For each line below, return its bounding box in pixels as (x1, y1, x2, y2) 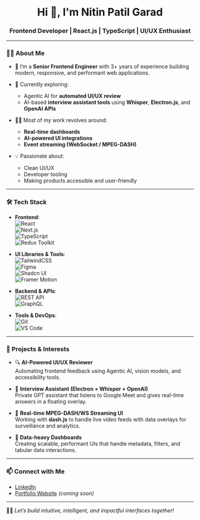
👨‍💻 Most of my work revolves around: (14, 116, 108, 124)
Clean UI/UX (23, 164, 55, 171)
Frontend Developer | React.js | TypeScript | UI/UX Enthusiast (9, 27, 191, 35)
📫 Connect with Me (6, 467, 65, 476)
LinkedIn (14, 483, 36, 490)
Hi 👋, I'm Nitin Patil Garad (37, 5, 163, 19)
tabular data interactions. (14, 447, 76, 454)
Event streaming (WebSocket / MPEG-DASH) (23, 140, 137, 148)
